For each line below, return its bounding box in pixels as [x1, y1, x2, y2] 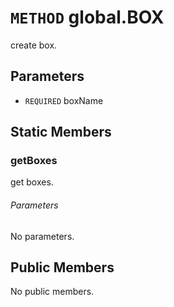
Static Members [10, 124, 112, 141]
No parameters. [10, 230, 75, 242]
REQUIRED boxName [24, 94, 104, 106]
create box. [10, 39, 58, 51]
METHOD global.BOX [10, 6, 165, 29]
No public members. [10, 286, 95, 298]
